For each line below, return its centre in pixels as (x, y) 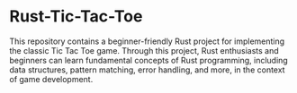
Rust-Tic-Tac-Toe (76, 17)
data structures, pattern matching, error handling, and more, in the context (147, 70)
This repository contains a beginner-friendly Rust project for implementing (147, 41)
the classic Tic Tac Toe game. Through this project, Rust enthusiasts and (144, 50)
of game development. (51, 79)
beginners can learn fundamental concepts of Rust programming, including (148, 60)
